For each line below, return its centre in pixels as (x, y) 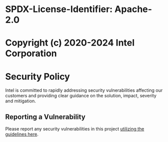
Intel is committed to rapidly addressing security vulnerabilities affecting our (84, 90)
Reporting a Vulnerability (45, 117)
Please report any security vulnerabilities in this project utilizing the (75, 129)
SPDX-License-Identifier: (59, 9)
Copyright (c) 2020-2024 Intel (70, 43)
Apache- (133, 9)
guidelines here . (22, 134)
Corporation (31, 53)
